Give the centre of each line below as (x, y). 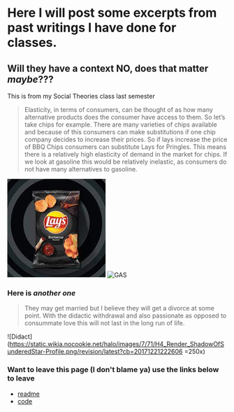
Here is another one (42, 293)
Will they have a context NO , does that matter (108, 68)
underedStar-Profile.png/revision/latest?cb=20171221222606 (95, 352)
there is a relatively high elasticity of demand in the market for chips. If (126, 154)
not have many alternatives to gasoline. (81, 169)
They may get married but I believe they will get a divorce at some (119, 308)
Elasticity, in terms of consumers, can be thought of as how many (118, 109)
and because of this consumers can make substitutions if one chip (120, 132)
